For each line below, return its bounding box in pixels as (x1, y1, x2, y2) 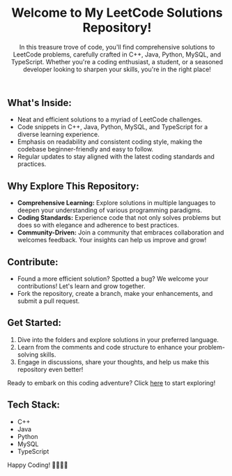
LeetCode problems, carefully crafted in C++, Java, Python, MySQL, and (13, 50, 222, 59)
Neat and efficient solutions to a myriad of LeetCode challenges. (17, 115, 203, 124)
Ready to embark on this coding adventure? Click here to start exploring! (7, 378, 216, 387)
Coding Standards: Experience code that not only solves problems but (17, 214, 222, 222)
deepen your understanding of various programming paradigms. (17, 206, 202, 214)
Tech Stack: (7, 399, 61, 411)
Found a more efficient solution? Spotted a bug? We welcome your (17, 274, 209, 283)
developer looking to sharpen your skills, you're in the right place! (23, 65, 211, 73)
